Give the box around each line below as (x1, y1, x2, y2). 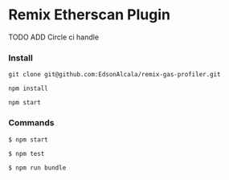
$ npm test (8, 149, 45, 157)
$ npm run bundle (8, 163, 67, 172)
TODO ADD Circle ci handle (8, 32, 99, 42)
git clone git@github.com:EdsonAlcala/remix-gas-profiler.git (8, 71, 221, 79)
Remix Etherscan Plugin (8, 6, 171, 24)
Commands (8, 117, 55, 129)
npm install (8, 84, 48, 93)
